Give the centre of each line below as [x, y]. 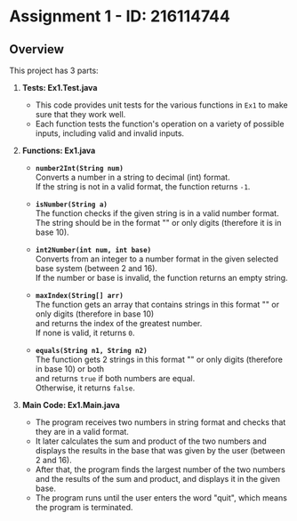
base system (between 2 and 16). [96, 268]
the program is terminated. [84, 507]
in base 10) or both [70, 369]
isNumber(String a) [72, 204]
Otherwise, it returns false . [85, 388]
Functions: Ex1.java [59, 150]
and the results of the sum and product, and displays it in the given [158, 479]
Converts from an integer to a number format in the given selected [157, 259]
